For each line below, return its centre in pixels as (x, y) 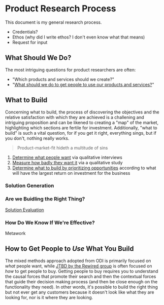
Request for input (30, 42)
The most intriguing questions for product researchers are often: (71, 70)
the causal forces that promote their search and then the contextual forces (81, 276)
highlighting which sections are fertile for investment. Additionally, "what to (81, 128)
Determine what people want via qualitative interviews (67, 157)
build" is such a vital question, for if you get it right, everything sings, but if (81, 133)
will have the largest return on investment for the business (71, 173)
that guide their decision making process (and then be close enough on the (81, 281)
